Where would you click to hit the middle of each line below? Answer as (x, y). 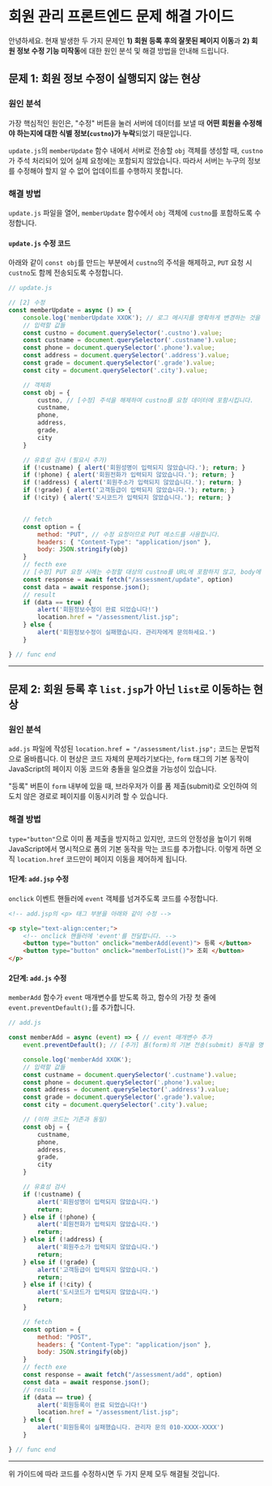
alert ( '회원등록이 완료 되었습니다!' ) (93, 1405)
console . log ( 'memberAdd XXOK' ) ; (77, 1059)
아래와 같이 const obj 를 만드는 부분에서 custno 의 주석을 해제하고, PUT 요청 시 (130, 263)
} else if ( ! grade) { (59, 1262)
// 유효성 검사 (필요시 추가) (65, 460)
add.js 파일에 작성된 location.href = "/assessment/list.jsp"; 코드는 (123, 749)
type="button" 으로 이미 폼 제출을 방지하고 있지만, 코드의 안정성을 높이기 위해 (130, 839)
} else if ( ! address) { (63, 1240)
